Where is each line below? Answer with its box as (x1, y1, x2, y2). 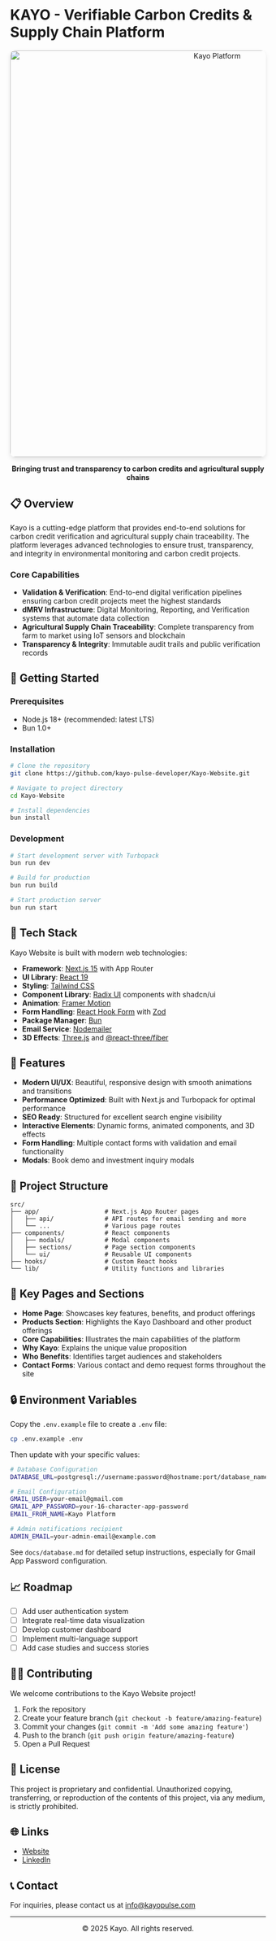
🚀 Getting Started (10, 671, 100, 685)
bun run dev (10, 859, 50, 867)
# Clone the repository (10, 762, 91, 770)
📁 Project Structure (10, 1179, 109, 1193)
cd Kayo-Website (10, 792, 65, 800)
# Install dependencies (10, 806, 91, 814)
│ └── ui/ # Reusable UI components (10, 1250, 192, 1258)
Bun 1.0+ (21, 722, 52, 733)
